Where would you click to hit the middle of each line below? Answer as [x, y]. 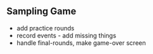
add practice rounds [45, 28]
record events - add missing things [66, 35]
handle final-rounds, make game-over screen [81, 43]
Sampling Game [42, 11]
